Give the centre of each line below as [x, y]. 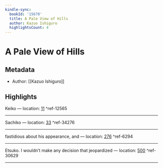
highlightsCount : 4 [29, 28]
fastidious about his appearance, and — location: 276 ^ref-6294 [69, 136]
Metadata [20, 69]
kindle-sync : [18, 9]
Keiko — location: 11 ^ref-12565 [36, 108]
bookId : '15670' [26, 14]
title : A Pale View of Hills [39, 19]
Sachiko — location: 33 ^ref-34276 [40, 122]
